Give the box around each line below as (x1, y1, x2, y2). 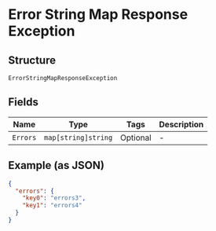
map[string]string (44, 133, 113, 142)
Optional (120, 132, 152, 143)
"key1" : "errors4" (22, 202, 82, 210)
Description (159, 119, 204, 130)
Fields (8, 96, 39, 109)
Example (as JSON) (8, 159, 104, 172)
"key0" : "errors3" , (22, 194, 86, 202)
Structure (8, 53, 57, 67)
